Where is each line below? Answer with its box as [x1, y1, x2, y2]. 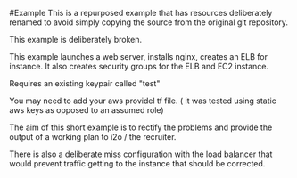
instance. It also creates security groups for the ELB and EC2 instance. [9, 61, 269, 71]
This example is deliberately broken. [9, 35, 143, 44]
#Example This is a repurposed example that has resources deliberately [9, 8, 273, 18]
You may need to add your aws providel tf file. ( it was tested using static [9, 95, 276, 106]
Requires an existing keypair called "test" [9, 78, 161, 88]
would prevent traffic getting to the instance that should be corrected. [9, 158, 266, 168]
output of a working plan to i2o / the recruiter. [9, 132, 177, 142]
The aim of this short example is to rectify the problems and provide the [9, 122, 273, 133]
